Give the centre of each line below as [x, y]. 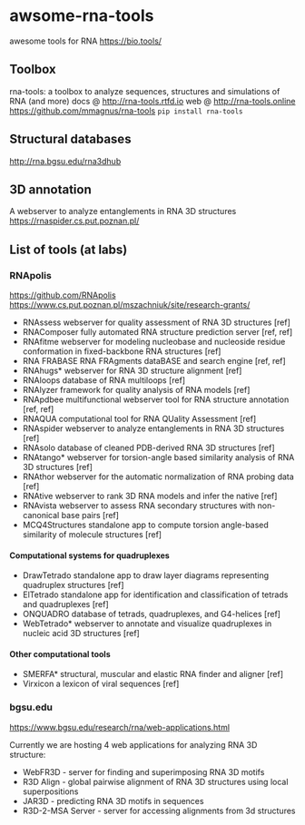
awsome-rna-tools [82, 16]
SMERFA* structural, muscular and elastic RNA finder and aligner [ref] [153, 674]
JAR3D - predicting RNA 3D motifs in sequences [113, 800]
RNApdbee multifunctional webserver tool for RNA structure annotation [156, 399]
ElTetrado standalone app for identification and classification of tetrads [155, 594]
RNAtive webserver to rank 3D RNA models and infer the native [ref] [150, 496]
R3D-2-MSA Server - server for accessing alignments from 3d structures [159, 810]
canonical [41, 516]
